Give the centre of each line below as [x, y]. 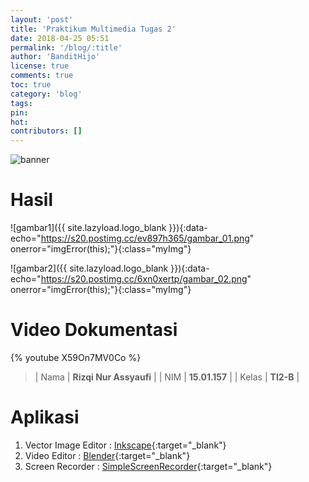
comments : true [42, 76]
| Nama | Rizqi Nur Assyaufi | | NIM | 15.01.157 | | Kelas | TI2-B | [167, 377]
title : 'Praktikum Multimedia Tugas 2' [93, 29]
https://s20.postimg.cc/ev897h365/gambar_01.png [145, 238]
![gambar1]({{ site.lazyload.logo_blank [88, 228]
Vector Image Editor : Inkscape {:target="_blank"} [125, 445]
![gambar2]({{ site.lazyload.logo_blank [89, 268]
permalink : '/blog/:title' [66, 47]
